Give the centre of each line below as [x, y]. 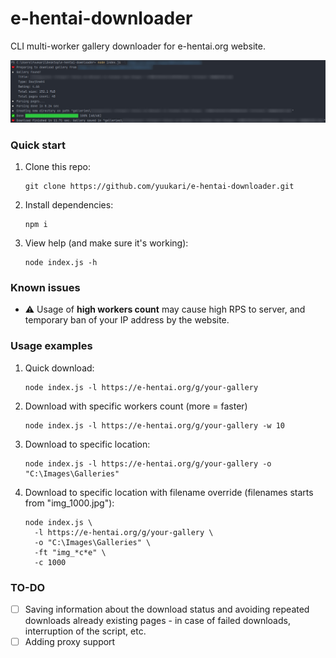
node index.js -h [61, 263]
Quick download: [59, 368]
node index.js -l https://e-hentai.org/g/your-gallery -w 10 [155, 425]
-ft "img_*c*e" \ [70, 552]
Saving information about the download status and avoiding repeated [167, 609]
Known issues [45, 288]
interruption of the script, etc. [85, 631]
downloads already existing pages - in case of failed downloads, [157, 621]
